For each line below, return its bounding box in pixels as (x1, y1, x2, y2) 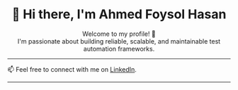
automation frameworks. (83, 44, 155, 53)
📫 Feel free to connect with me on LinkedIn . (7, 65, 137, 73)
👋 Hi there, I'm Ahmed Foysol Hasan (11, 6, 227, 22)
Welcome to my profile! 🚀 (82, 30, 156, 38)
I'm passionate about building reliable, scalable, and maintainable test (17, 37, 221, 45)
